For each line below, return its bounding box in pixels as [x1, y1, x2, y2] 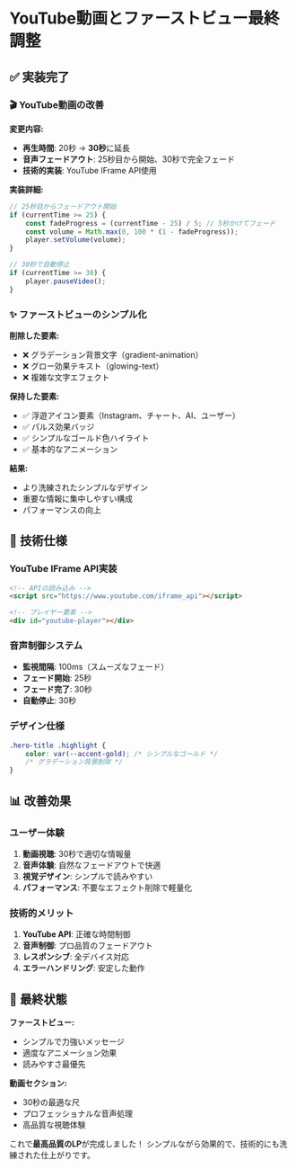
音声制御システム [9, 639, 83, 652]
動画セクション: [9, 1078, 67, 1088]
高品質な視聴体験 [22, 1120, 86, 1129]
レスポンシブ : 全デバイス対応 [22, 951, 130, 962]
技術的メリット [9, 906, 74, 919]
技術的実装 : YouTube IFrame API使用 [22, 165, 157, 175]
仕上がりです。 [39, 1150, 96, 1160]
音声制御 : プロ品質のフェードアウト [22, 941, 153, 951]
